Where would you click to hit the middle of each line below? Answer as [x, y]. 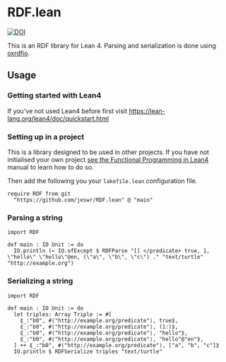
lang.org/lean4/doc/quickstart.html [58, 118]
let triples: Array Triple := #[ [63, 314]
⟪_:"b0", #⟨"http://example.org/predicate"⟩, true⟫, [99, 320]
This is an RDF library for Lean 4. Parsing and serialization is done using [112, 45]
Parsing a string [35, 218]
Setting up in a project [46, 136]
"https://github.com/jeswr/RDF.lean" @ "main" [83, 200]
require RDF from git [39, 194]
